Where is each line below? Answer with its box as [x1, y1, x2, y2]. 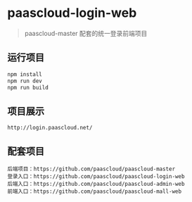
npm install [7, 70, 42, 78]
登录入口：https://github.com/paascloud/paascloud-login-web [7, 173, 185, 180]
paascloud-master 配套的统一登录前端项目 [24, 29, 148, 37]
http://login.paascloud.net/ [7, 125, 93, 132]
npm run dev [7, 77, 42, 84]
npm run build [7, 84, 49, 91]
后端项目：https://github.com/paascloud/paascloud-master [7, 165, 176, 172]
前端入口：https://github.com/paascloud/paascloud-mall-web [7, 188, 181, 195]
